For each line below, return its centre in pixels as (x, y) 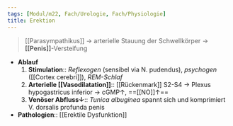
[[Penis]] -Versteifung (56, 48)
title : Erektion (31, 21)
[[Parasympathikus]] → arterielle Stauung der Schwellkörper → (116, 40)
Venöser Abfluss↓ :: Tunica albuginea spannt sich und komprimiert (127, 99)
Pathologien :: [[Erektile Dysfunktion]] (72, 115)
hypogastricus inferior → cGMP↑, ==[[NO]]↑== (98, 92)
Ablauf (28, 62)
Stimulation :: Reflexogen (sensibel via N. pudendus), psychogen (123, 69)
